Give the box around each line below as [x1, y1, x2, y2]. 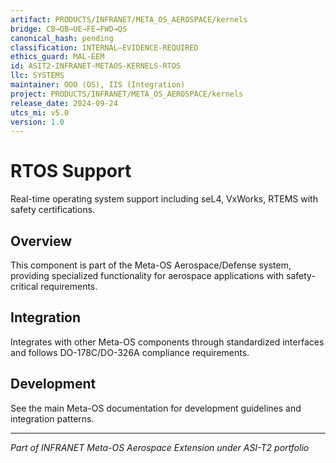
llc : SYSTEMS [10, 71, 65, 81]
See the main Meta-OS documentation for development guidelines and [10, 402, 302, 414]
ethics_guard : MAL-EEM [10, 52, 105, 62]
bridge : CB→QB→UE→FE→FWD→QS [10, 24, 128, 34]
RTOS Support [10, 160, 132, 183]
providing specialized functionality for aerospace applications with [10, 270, 285, 281]
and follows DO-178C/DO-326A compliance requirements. [10, 346, 250, 358]
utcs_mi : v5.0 [10, 107, 70, 118]
